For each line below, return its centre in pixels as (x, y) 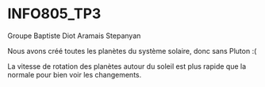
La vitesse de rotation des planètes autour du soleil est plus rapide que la (127, 66)
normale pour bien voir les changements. (75, 74)
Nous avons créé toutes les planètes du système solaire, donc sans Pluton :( (132, 51)
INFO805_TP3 (54, 14)
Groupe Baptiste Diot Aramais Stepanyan (74, 36)
